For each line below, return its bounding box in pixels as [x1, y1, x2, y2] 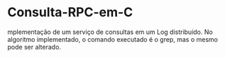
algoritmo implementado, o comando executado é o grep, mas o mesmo [7, 35, 219, 43]
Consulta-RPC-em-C [7, 4, 133, 21]
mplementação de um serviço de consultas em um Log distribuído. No [7, 28, 213, 36]
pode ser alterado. [7, 42, 62, 51]
